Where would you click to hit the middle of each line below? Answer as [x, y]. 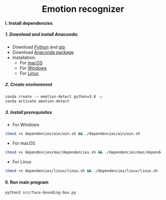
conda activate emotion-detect [37, 101]
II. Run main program [27, 182]
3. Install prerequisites [29, 112]
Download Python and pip [39, 47]
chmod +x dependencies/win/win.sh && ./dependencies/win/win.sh [73, 134]
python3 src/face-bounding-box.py [41, 193]
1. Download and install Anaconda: [42, 34]
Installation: [24, 57]
